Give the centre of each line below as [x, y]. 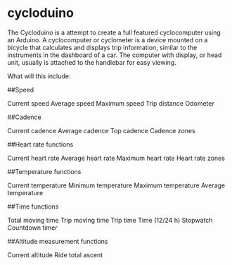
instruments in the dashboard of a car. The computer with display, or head [115, 55]
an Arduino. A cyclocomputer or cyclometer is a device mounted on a [108, 39]
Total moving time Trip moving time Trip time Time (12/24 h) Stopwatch [110, 220]
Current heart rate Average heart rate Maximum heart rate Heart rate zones [116, 158]
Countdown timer [32, 228]
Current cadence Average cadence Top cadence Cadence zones [101, 130]
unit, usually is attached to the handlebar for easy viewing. [92, 62]
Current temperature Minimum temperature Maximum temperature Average [116, 185]
